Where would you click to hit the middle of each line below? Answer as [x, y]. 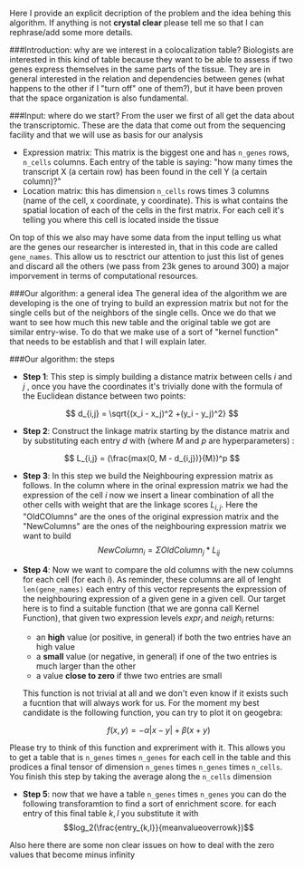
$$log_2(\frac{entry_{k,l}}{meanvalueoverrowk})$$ [159, 827]
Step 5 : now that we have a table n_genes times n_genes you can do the [154, 794]
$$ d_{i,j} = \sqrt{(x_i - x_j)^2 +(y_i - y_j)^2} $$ [152, 413]
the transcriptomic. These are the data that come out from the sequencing [148, 125]
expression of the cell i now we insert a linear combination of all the [148, 495]
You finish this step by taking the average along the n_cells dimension [141, 777]
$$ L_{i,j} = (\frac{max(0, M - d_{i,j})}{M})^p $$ [152, 458]
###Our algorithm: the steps [62, 359]
